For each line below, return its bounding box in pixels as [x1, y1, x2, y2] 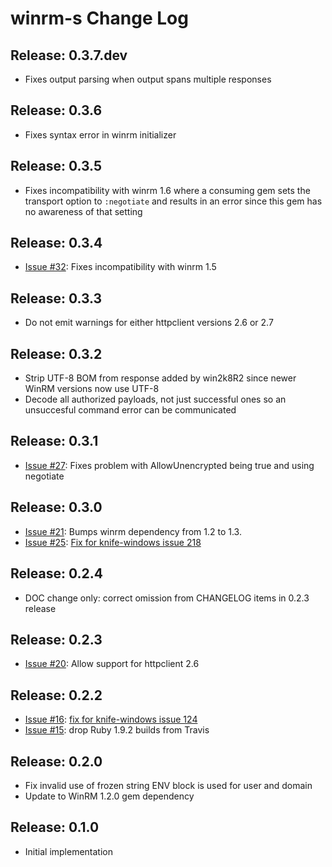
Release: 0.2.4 [10, 565, 103, 582]
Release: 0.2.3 [10, 631, 103, 648]
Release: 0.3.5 [10, 158, 103, 175]
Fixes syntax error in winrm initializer [24, 128, 177, 141]
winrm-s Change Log [10, 7, 189, 30]
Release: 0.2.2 [10, 687, 103, 704]
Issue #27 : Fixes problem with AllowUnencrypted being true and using [24, 459, 315, 471]
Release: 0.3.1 [10, 433, 99, 450]
